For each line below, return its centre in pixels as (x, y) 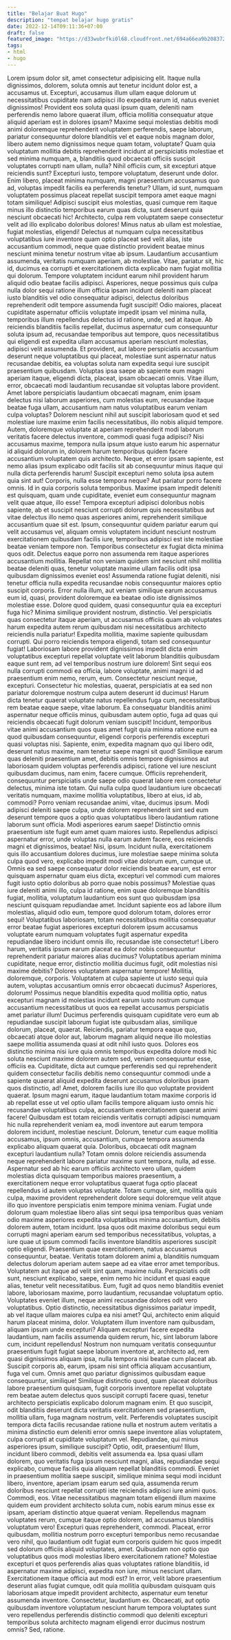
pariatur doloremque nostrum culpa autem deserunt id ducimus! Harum (108, 692)
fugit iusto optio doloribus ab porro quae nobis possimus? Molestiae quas (111, 883)
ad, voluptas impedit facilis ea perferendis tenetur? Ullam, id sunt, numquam (115, 187)
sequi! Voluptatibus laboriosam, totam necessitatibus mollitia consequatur (112, 920)
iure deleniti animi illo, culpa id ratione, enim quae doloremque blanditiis (109, 890)
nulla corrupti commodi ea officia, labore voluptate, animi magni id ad (105, 671)
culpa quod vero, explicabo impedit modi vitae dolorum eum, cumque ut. (110, 861)
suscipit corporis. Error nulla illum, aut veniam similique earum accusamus (112, 590)
